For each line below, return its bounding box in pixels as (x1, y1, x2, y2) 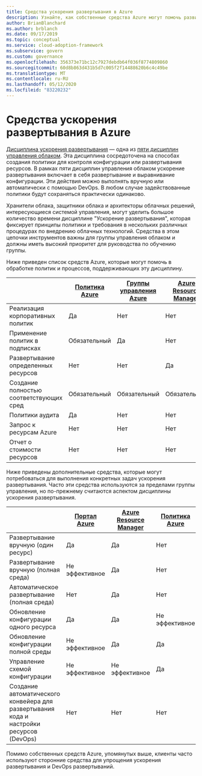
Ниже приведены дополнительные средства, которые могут (6, 468, 162, 475)
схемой (9, 665, 31, 673)
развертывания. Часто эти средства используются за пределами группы (6, 481, 195, 488)
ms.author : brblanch (6, 25, 58, 32)
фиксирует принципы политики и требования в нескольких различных (6, 221, 188, 228)
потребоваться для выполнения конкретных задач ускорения (6, 474, 166, 481)
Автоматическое (9, 582, 59, 591)
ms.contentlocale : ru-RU (6, 76, 69, 82)
